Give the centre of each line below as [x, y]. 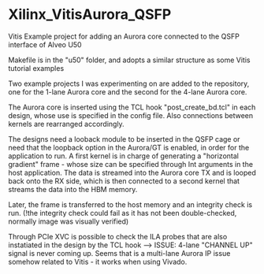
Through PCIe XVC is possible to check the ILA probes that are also [118, 236]
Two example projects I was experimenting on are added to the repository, [129, 83]
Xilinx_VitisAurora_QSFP [90, 15]
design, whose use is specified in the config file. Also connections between [131, 115]
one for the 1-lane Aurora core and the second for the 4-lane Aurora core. [128, 91]
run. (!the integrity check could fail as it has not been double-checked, [123, 213]
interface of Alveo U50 [45, 44]
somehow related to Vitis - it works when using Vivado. [98, 261]
